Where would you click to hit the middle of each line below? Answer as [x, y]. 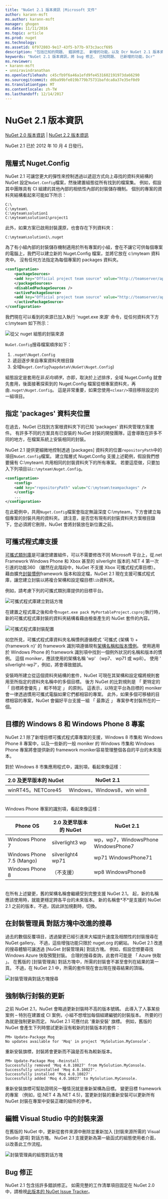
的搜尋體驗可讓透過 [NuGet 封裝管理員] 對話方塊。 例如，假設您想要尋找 [79, 949]
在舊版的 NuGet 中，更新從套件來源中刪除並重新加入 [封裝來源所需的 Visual [82, 1132]
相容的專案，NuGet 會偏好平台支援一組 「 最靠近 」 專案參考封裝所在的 [82, 700]
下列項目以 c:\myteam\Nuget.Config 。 [47, 469]
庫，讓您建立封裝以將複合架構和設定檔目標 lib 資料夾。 [61, 580]
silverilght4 [65, 854]
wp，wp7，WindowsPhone [126, 839]
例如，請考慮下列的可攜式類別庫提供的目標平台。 [55, 590]
